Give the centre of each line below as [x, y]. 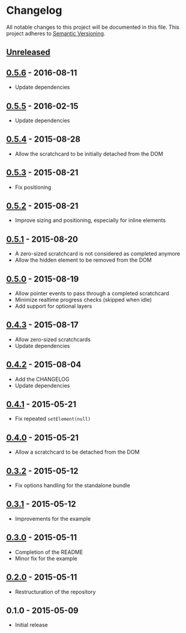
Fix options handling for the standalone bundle [72, 485]
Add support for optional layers [53, 306]
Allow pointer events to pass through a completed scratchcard [92, 293]
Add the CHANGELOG [42, 379]
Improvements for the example [53, 518]
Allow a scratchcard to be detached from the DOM [77, 452]
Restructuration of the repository [55, 592]
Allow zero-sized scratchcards [53, 339]
